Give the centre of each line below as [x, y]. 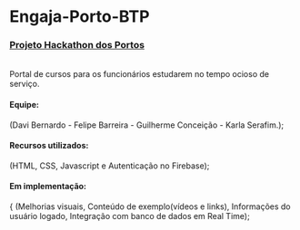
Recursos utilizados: [49, 146]
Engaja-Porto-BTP [80, 17]
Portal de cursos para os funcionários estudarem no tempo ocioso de [140, 74]
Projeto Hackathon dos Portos [77, 45]
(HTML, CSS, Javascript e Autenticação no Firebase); [110, 166]
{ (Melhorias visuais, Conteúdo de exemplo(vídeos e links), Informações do [150, 206]
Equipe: [24, 105]
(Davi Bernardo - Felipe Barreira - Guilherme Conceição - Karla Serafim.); [147, 125]
